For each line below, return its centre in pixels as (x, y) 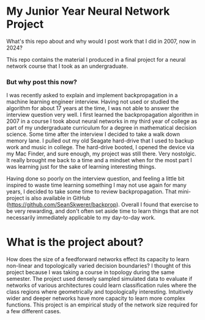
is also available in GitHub (58, 198)
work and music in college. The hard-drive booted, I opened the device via (100, 147)
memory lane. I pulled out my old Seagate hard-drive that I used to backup (100, 141)
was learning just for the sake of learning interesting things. (81, 167)
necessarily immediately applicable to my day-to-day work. (81, 218)
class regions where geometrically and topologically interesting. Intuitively (100, 292)
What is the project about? (75, 242)
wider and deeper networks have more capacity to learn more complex (96, 299)
